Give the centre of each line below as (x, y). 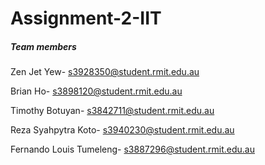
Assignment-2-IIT (86, 18)
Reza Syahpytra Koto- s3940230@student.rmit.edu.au (122, 130)
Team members (43, 46)
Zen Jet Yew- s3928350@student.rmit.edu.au (105, 72)
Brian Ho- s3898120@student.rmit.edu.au (96, 91)
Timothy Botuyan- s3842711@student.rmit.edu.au (112, 111)
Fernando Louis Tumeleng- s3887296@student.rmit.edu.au (132, 149)
